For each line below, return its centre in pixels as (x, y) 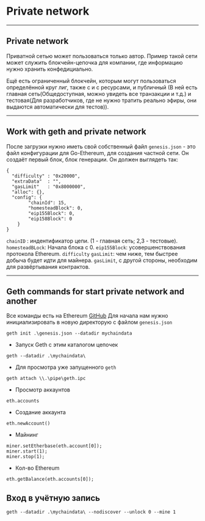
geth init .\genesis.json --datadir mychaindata (69, 333)
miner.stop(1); (26, 457)
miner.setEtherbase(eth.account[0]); (54, 446)
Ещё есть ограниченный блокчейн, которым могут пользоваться (91, 81)
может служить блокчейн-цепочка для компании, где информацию (95, 62)
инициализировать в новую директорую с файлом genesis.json (89, 322)
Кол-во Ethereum (37, 468)
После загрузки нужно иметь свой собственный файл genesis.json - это (101, 146)
